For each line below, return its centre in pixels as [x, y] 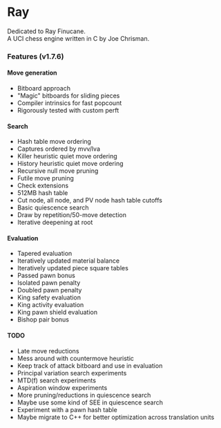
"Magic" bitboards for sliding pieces [68, 96]
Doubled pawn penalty [49, 290]
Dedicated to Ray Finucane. [47, 31]
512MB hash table [42, 193]
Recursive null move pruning [58, 171]
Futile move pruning [46, 178]
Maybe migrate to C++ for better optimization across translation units [116, 417]
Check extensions [43, 186]
